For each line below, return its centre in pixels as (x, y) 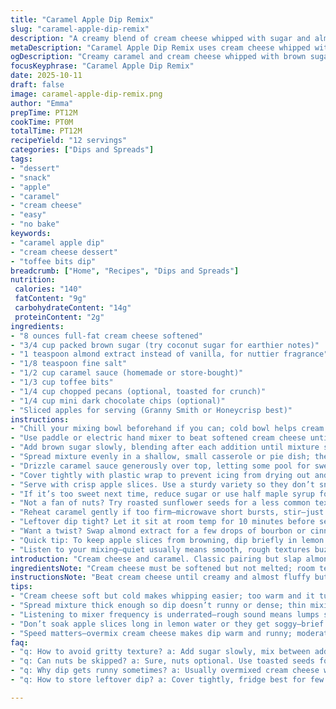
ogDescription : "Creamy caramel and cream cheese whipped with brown (158, 57)
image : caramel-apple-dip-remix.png (86, 94)
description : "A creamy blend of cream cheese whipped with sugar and (160, 38)
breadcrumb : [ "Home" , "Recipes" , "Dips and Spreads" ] (125, 271)
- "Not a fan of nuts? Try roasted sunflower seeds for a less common (160, 503)
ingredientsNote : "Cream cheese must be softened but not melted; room (162, 568)
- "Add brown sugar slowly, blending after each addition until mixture (165, 447)
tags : (21, 159)
